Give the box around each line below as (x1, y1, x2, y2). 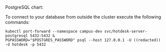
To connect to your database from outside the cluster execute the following (5, 14, 161, 19)
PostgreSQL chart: (5, 4, 44, 10)
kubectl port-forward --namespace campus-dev (5, 29, 102, 34)
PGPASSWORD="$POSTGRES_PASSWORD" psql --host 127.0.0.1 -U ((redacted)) (5, 37, 161, 42)
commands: (5, 19, 30, 25)
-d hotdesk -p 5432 (5, 42, 46, 47)
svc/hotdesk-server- (104, 29, 147, 34)
